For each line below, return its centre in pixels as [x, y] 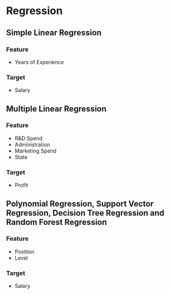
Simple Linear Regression [54, 33]
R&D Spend [29, 138]
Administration [32, 144]
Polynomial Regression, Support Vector [80, 203]
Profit [21, 185]
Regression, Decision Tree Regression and [85, 213]
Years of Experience [39, 62]
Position [24, 251]
